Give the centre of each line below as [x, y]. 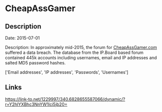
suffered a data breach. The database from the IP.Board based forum [74, 52]
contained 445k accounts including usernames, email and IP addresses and [81, 58]
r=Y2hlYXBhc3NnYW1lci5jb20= [36, 104]
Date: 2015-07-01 [22, 38]
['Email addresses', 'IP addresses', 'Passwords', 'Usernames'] [67, 72]
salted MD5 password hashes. [35, 63]
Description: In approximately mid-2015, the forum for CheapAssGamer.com [81, 47]
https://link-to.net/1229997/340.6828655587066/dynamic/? [65, 99]
